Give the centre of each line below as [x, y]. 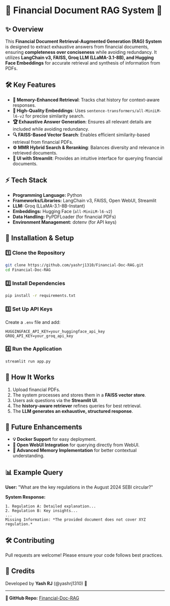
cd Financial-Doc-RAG [28, 270]
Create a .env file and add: [33, 322]
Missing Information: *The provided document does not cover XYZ [75, 520]
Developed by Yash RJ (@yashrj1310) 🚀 [46, 583]
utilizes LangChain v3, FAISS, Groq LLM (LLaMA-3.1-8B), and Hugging [80, 57]
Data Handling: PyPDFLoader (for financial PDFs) [64, 217]
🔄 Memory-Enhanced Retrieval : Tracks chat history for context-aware [86, 100]
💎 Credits [20, 571]
